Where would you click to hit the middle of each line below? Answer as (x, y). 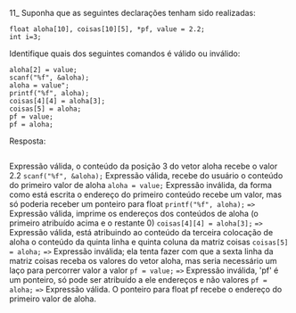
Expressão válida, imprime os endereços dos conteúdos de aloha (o (134, 214)
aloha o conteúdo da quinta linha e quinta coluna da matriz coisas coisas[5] (149, 242)
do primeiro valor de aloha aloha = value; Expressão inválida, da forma (140, 185)
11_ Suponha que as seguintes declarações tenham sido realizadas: (132, 13)
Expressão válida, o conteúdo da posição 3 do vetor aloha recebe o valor (144, 166)
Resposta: (28, 141)
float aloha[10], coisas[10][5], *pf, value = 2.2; (107, 29)
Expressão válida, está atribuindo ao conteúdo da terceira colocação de (141, 232)
